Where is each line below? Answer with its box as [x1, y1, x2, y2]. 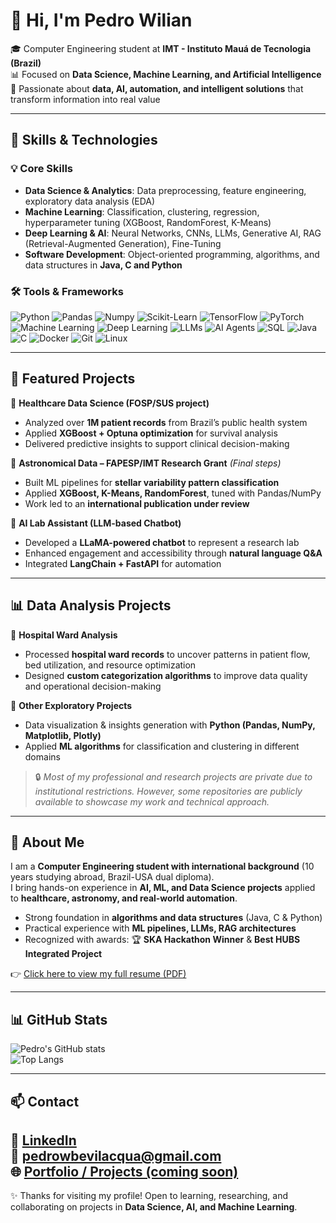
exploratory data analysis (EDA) [24, 195, 156, 207]
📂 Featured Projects [10, 370, 136, 388]
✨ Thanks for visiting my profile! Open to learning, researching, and [10, 1190, 288, 1202]
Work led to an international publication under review [24, 497, 250, 509]
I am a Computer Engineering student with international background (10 [10, 860, 315, 873]
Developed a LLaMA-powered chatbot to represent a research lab [24, 536, 300, 548]
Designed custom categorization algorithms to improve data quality [24, 669, 308, 681]
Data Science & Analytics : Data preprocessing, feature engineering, [24, 184, 307, 196]
